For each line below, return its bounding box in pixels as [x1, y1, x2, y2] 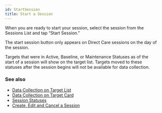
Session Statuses [12, 97, 47, 103]
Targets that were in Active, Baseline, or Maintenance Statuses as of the [5, 54, 148, 59]
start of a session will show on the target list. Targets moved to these [5, 59, 142, 65]
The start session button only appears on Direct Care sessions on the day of [5, 39, 157, 45]
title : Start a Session [5, 12, 53, 16]
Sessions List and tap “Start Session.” [5, 30, 80, 36]
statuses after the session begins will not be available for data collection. [5, 64, 150, 70]
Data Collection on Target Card [12, 92, 74, 98]
